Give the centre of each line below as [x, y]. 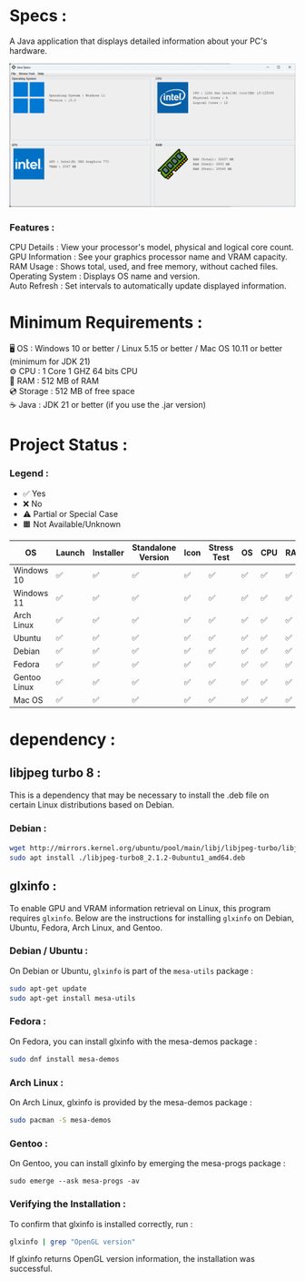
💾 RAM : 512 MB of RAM [54, 381]
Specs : [38, 16]
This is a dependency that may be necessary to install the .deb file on [139, 795]
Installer [108, 553]
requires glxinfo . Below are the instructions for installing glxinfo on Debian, [152, 918]
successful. [31, 1269]
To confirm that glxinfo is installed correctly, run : [101, 1224]
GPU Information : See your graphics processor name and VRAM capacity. [148, 257]
